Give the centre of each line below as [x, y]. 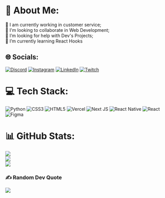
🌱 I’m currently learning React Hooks [44, 41]
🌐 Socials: [22, 57]
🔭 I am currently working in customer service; [53, 25]
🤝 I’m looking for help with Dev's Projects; [49, 35]
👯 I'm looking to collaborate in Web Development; [57, 30]
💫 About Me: [32, 11]
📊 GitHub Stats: [40, 136]
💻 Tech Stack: [37, 91]
